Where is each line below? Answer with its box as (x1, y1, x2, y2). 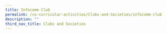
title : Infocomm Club (5, 7, 50, 12)
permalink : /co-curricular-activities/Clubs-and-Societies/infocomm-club (5, 12, 162, 17)
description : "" (5, 16, 39, 21)
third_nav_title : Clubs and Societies (5, 21, 86, 26)
